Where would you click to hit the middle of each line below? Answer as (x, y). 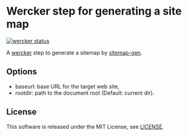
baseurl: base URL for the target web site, (67, 86)
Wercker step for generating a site (94, 11)
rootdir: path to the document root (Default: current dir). (85, 93)
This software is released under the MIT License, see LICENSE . (85, 126)
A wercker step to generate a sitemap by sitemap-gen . (74, 52)
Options (22, 72)
